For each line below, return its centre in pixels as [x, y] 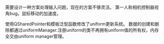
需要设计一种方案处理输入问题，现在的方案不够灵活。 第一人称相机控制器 [80, 7]
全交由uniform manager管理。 [36, 36]
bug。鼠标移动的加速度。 [35, 13]
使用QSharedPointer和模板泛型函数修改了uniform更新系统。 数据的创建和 [80, 24]
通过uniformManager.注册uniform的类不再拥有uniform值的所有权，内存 [86, 30]
